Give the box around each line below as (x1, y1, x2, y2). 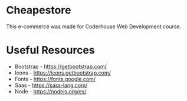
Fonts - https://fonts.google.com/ (14, 75, 96, 82)
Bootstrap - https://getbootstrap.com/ (14, 63, 107, 70)
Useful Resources (6, 43, 96, 57)
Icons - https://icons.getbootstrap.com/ (14, 69, 111, 76)
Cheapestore (6, 4, 71, 17)
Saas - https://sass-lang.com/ (14, 82, 88, 89)
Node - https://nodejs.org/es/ (14, 87, 87, 95)
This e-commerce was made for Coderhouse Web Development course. (6, 23, 182, 30)
